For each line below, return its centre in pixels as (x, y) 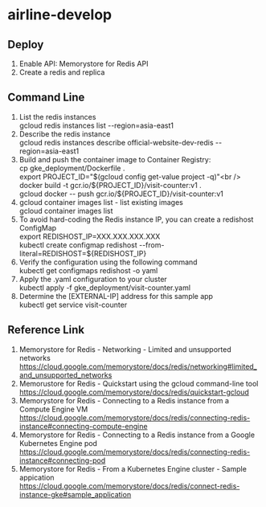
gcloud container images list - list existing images (101, 202)
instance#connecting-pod (62, 460)
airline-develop (60, 15)
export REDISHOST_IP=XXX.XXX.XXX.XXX (90, 236)
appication (37, 477)
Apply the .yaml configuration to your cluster (93, 279)
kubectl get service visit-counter (73, 305)
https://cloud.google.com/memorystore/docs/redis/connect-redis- (129, 486)
